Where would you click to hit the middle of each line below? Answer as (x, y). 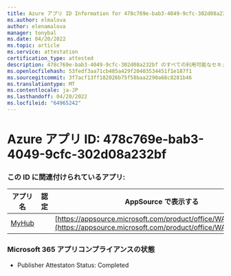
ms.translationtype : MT (41, 84)
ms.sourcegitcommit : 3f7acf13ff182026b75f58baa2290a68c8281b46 (100, 77)
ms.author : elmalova (37, 20)
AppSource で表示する (162, 202)
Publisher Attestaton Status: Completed (73, 265)
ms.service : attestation (43, 52)
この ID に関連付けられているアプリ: (66, 177)
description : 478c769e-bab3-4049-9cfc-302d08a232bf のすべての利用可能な (109, 65)
